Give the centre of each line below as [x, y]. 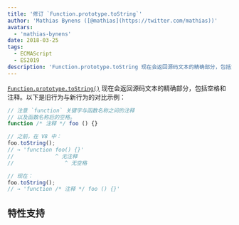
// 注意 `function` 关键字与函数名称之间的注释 [71, 110]
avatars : [20, 27]
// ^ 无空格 [47, 163]
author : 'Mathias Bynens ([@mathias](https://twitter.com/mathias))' [113, 21]
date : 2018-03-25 [33, 41]
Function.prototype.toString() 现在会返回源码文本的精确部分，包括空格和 [117, 88]
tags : [15, 47]
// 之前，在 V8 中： [34, 137]
